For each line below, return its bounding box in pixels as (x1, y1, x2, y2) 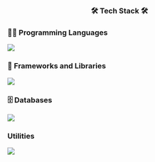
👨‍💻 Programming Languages (7, 28, 108, 38)
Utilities (7, 131, 35, 141)
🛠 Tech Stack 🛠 (90, 6, 149, 16)
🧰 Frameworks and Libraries (7, 61, 107, 71)
